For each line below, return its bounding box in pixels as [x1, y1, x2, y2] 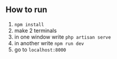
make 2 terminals [14, 27, 57, 34]
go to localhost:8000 [14, 46, 66, 53]
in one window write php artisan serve [14, 33, 111, 41]
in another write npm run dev [14, 39, 84, 46]
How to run [5, 5, 48, 15]
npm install [14, 21, 44, 27]
